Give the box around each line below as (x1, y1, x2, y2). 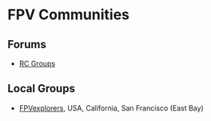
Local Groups (7, 82, 75, 95)
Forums (7, 38, 47, 51)
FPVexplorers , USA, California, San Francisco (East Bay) (18, 103, 205, 113)
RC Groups (18, 58, 56, 68)
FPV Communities (7, 6, 129, 24)
